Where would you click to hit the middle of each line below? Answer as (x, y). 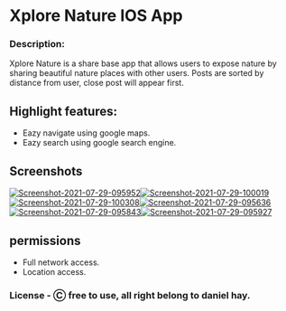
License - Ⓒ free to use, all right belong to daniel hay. (130, 295)
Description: (37, 44)
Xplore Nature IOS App (96, 16)
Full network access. (61, 262)
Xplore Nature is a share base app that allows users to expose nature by (143, 63)
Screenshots (46, 171)
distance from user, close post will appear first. (97, 83)
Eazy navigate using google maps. (86, 133)
